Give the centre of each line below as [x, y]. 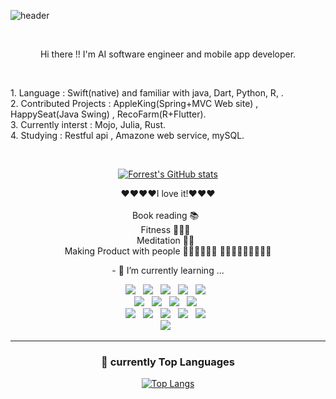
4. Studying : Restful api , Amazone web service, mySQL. [127, 135]
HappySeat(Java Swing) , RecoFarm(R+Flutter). [108, 114]
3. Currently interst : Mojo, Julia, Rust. [88, 124]
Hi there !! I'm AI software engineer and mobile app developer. [168, 54]
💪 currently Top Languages [168, 362]
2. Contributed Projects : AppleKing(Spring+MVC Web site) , [134, 103]
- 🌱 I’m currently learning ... [168, 270]
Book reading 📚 [165, 215]
